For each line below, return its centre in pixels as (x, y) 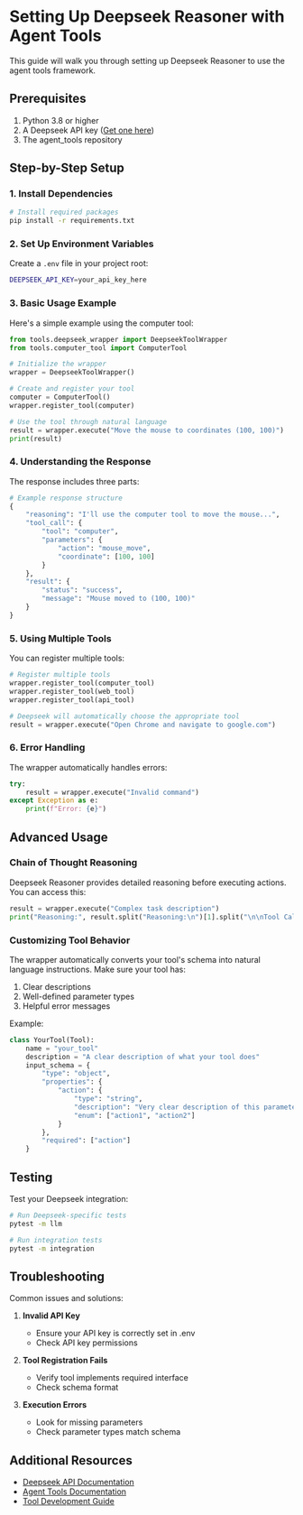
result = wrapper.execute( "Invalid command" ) (113, 792)
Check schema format (77, 1388)
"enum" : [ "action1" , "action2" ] (134, 1115)
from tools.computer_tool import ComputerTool (98, 348)
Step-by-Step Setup (67, 168)
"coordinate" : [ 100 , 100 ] (106, 557)
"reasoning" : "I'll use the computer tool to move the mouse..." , (153, 515)
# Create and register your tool (72, 389)
